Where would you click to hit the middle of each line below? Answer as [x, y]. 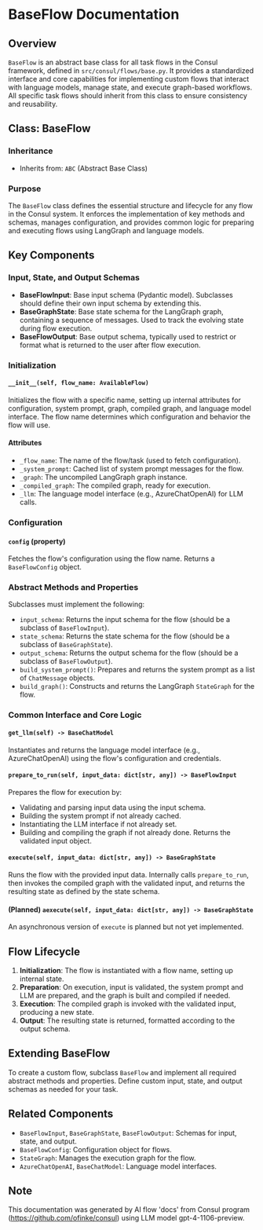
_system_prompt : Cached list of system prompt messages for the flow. [131, 469]
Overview [33, 44]
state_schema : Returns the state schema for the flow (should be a [124, 636]
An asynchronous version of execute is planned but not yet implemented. [126, 927]
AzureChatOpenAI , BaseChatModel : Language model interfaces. [118, 1166]
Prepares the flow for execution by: [65, 792]
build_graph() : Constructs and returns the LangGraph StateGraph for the [137, 686]
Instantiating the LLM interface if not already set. [98, 824]
